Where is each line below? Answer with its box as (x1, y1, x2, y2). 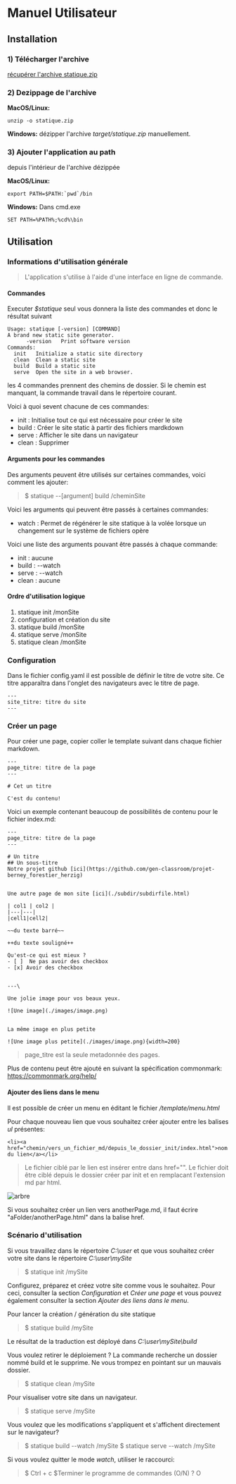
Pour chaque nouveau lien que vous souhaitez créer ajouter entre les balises (7, 1117, 229, 1125)
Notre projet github (7, 865, 68, 873)
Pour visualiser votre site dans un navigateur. (7, 1393, 138, 1402)
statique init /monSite (17, 607, 79, 616)
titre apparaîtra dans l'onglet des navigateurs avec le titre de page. (7, 679, 200, 688)
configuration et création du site (17, 615, 111, 624)
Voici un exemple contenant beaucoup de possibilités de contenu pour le (7, 808, 218, 816)
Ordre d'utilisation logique (7, 592, 86, 600)
